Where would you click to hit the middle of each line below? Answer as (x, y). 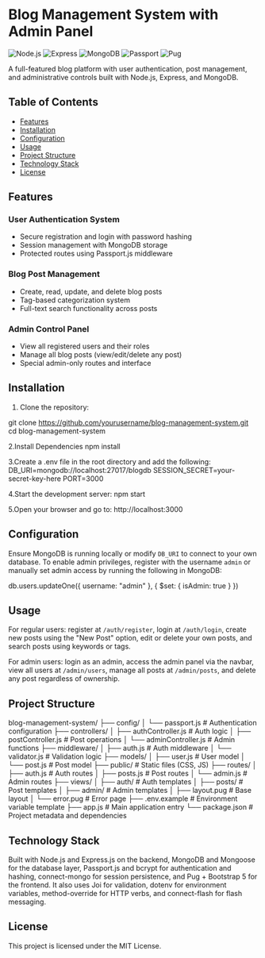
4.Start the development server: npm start (77, 494)
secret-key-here (35, 479)
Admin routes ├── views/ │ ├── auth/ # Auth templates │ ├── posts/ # (126, 782)
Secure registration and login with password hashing (106, 237)
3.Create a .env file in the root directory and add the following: (110, 461)
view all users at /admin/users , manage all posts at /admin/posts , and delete (132, 670)
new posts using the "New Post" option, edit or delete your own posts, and (130, 638)
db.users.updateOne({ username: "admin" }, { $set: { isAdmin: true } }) (123, 586)
